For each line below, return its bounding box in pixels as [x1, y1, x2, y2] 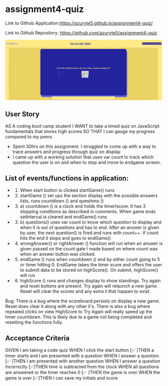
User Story [5, 110, 40, 118]
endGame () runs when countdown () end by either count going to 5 [20, 256, 160, 262]
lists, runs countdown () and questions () [20, 198, 104, 204]
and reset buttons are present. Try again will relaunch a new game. [20, 283, 158, 289]
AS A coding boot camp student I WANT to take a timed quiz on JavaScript [5, 123, 159, 129]
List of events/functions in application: [5, 174, 129, 182]
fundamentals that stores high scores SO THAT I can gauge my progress [5, 129, 155, 135]
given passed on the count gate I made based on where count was [20, 246, 158, 252]
